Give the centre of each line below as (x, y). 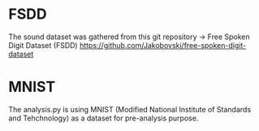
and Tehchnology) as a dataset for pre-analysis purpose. (104, 118)
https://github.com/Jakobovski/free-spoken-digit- (163, 45)
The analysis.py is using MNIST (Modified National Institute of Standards (130, 109)
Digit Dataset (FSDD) (43, 45)
